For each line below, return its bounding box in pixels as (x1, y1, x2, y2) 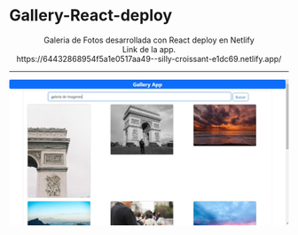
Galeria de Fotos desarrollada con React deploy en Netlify (43, 35, 255, 45)
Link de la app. (122, 43, 176, 54)
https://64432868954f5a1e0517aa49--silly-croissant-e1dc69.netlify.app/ (16, 53, 282, 64)
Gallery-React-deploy (9, 5, 173, 26)
